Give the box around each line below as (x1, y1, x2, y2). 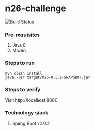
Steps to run (5, 59, 35, 66)
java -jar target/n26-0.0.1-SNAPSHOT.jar (5, 75, 91, 80)
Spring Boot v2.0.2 (12, 120, 50, 127)
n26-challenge (5, 3, 67, 14)
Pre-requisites (5, 31, 40, 38)
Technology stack (5, 109, 49, 116)
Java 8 (12, 42, 26, 48)
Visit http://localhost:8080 (5, 97, 57, 103)
